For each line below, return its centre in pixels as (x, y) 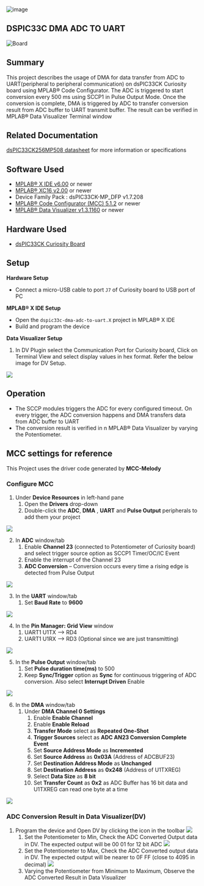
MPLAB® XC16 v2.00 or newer (53, 191)
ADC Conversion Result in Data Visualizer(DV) (76, 816)
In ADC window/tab (40, 540)
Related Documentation (52, 135)
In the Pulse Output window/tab (56, 662)
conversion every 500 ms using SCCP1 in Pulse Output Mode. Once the (96, 97)
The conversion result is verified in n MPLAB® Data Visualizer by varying (107, 428)
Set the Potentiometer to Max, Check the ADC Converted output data (111, 851)
